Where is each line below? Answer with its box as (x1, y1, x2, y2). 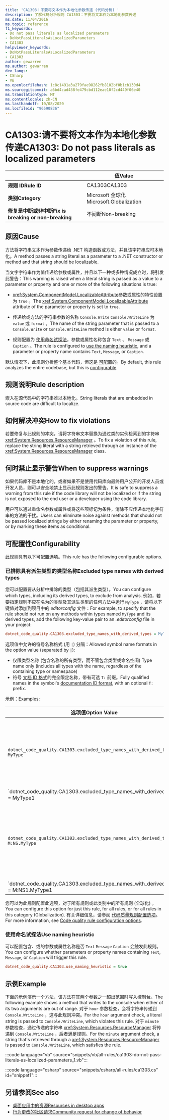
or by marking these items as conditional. (5, 523, 91, 529)
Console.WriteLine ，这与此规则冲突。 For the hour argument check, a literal (5, 1012, 162, 1018)
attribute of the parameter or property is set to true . (12, 304, 120, 310)
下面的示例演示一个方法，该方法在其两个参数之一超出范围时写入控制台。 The (5, 994, 163, 1000)
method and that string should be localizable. (5, 259, 99, 265)
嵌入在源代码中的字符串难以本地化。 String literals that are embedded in (5, 395, 153, 401)
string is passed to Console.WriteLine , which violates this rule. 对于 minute (5, 1018, 159, 1025)
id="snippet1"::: (5, 1072, 38, 1079)
